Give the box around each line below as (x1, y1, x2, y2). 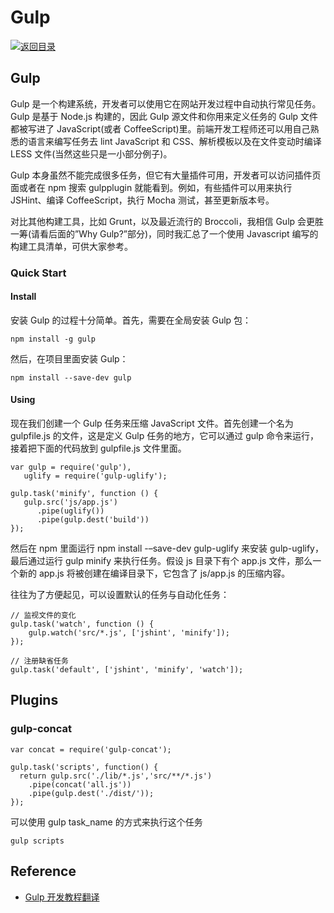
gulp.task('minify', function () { (10, 489, 159, 499)
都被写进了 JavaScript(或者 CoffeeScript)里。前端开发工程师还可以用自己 (10, 122, 311, 135)
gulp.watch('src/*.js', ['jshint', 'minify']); (28, 628, 230, 638)
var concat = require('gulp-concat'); (10, 744, 172, 755)
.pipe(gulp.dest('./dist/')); (28, 788, 155, 798)
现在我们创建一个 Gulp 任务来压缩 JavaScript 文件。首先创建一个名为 (10, 417, 294, 430)
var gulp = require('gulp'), (10, 462, 132, 473)
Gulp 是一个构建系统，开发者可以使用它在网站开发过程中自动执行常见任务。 (10, 97, 322, 110)
